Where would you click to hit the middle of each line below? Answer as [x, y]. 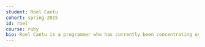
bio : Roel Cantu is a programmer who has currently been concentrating [99, 35]
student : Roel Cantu [32, 12]
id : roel [17, 23]
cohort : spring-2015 [32, 18]
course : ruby [22, 29]
